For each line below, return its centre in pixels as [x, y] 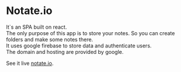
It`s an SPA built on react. [37, 27]
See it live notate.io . [30, 63]
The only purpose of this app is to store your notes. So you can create [90, 33]
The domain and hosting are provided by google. [65, 52]
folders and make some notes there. [50, 39]
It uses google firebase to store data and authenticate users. [79, 46]
